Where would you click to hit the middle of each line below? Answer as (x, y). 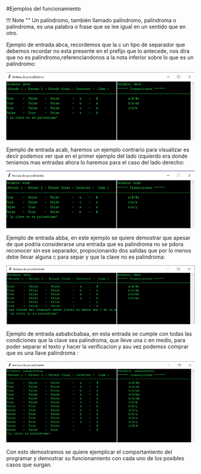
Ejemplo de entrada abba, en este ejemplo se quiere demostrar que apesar (98, 238)
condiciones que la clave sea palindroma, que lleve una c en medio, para (96, 340)
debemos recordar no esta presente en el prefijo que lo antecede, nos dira (98, 51)
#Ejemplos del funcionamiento (44, 9)
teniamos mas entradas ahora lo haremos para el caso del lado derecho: (95, 163)
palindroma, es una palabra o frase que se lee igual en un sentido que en (96, 27)
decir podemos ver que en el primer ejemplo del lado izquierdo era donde (97, 156)
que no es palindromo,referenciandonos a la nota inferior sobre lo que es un (100, 57)
